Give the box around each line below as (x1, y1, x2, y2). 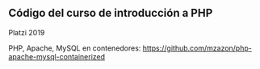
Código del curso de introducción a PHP (8, 6, 213, 20)
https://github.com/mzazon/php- (142, 43, 252, 53)
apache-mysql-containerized (8, 51, 106, 61)
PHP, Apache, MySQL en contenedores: (8, 43, 141, 53)
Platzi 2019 (8, 27, 45, 37)
